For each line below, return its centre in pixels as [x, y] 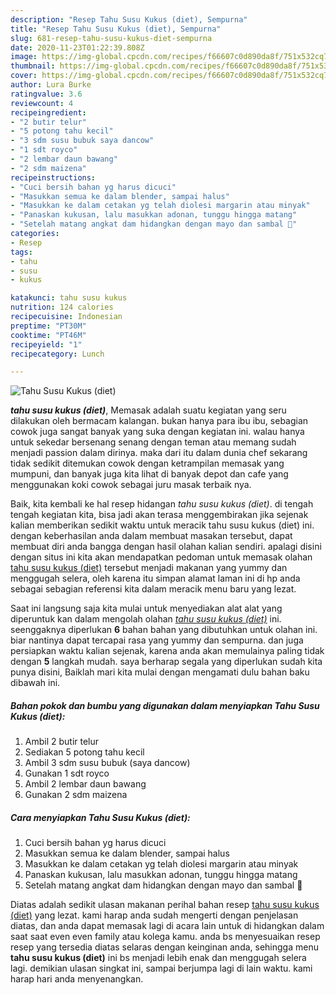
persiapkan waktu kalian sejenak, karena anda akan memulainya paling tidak [167, 651]
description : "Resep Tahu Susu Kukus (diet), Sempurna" [129, 19]
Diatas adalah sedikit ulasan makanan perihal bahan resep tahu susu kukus [165, 905]
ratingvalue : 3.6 [46, 94]
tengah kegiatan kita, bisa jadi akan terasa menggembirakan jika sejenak [159, 515]
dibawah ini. [35, 683]
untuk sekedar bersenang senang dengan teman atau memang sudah [153, 442]
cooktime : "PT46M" [48, 335]
